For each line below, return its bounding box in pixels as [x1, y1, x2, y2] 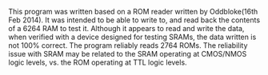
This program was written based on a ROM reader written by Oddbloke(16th [8, 7, 258, 16]
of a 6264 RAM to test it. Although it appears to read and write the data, [8, 24, 245, 33]
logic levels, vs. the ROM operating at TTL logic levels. [8, 57, 187, 67]
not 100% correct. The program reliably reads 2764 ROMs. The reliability [8, 41, 248, 50]
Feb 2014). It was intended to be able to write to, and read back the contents [8, 15, 261, 25]
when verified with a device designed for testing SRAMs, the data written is [8, 32, 257, 41]
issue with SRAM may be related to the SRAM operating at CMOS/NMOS [8, 49, 247, 58]
